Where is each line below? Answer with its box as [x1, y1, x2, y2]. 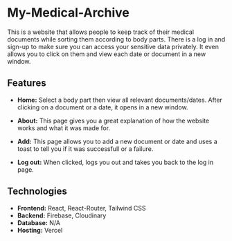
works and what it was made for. [17, 123, 111, 132]
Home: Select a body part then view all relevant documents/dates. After [17, 96, 223, 104]
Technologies [7, 186, 68, 197]
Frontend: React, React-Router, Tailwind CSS [17, 204, 147, 212]
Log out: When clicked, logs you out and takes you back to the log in [17, 158, 214, 166]
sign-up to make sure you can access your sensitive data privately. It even [7, 42, 220, 51]
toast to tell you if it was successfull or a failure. [17, 144, 154, 153]
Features [7, 78, 46, 89]
